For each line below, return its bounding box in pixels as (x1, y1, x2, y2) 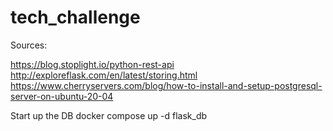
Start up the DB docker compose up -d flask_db (10, 109, 208, 121)
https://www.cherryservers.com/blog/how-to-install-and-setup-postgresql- (10, 79, 323, 91)
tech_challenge (10, 6, 141, 29)
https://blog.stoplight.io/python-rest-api (10, 58, 175, 70)
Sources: (10, 39, 48, 51)
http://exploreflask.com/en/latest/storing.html (10, 69, 198, 81)
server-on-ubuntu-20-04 (10, 90, 114, 102)
